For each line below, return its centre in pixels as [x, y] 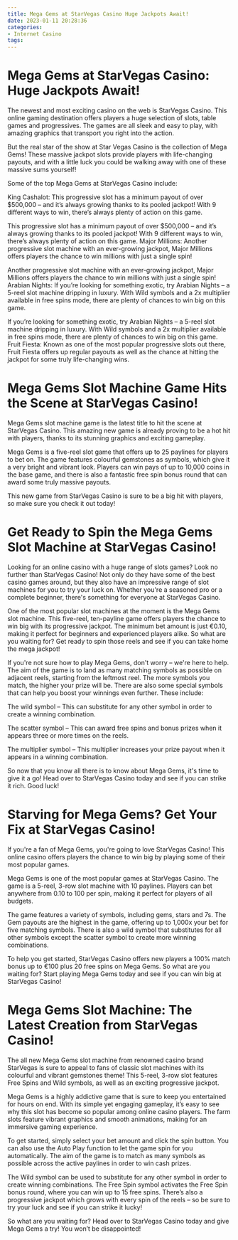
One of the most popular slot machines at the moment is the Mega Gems [114, 611]
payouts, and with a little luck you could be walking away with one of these [117, 162]
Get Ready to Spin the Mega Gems [110, 532]
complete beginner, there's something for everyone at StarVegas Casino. [114, 597]
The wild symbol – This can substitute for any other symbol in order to [110, 706]
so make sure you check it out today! [61, 503]
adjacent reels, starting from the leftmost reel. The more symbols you [109, 677]
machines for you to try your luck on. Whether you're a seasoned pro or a [115, 589]
